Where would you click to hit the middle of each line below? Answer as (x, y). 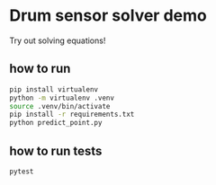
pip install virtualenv (54, 89)
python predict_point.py (56, 123)
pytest (22, 172)
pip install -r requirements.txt (72, 115)
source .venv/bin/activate (60, 106)
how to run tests (56, 150)
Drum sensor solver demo (108, 16)
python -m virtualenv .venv (62, 98)
